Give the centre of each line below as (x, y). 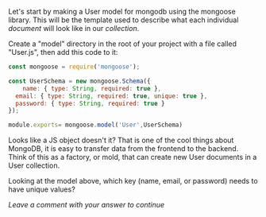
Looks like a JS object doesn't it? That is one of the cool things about (121, 140)
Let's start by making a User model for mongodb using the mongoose (122, 12)
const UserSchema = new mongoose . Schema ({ (79, 81)
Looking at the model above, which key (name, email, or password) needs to (133, 181)
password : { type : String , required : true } (90, 103)
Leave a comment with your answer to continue (87, 205)
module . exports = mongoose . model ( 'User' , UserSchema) (95, 125)
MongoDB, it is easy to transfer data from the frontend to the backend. (123, 149)
